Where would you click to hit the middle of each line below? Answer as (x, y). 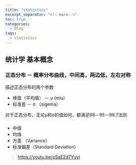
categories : (18, 24)
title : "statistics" (27, 10)
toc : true (16, 19)
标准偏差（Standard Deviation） (45, 147)
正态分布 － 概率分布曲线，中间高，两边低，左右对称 (68, 75)
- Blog (17, 29)
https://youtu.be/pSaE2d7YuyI (49, 157)
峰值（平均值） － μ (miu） (40, 98)
